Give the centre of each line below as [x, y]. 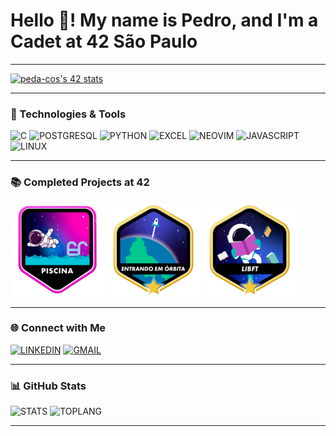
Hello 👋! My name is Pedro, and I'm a [164, 20]
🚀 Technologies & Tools [68, 114]
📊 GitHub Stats [48, 386]
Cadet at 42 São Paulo [104, 41]
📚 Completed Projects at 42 [80, 182]
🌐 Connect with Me [58, 328]
